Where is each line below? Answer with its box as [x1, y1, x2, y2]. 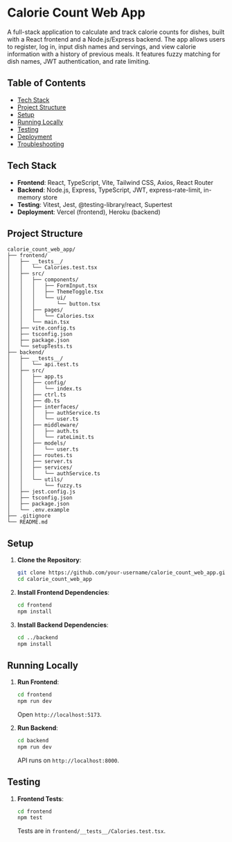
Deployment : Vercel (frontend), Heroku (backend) [17, 208, 161, 216]
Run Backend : [17, 724, 59, 732]
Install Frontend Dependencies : [17, 588, 109, 596]
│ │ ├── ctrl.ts [7, 391, 67, 399]
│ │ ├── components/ [7, 276, 79, 283]
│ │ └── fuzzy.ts [7, 483, 82, 490]
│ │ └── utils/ [7, 476, 64, 483]
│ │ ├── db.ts [7, 397, 60, 404]
